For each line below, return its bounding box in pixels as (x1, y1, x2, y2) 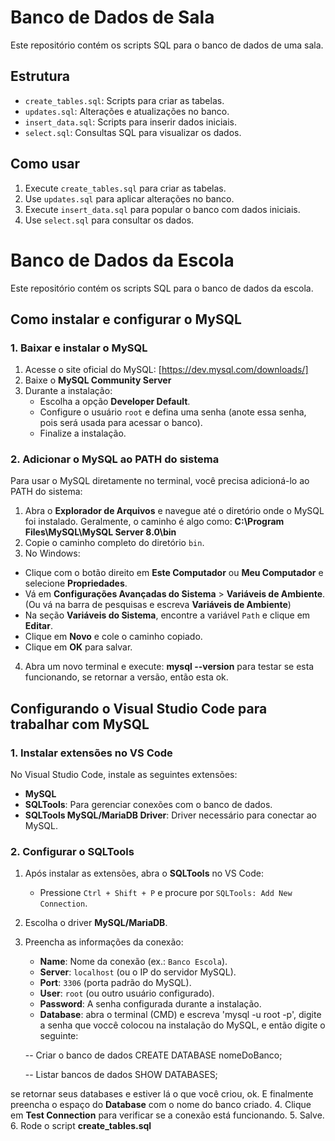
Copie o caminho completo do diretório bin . (24, 537, 205, 549)
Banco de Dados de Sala (10, 6, 215, 29)
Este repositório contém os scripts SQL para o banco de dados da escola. (10, 282, 314, 294)
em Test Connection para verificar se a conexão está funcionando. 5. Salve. (10, 1109, 325, 1121)
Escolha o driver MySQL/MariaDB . (24, 917, 168, 929)
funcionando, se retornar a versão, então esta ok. (24, 671, 229, 683)
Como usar (10, 156, 81, 173)
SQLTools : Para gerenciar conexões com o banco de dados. (24, 799, 273, 811)
